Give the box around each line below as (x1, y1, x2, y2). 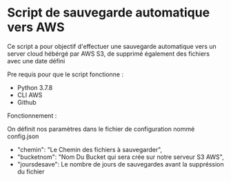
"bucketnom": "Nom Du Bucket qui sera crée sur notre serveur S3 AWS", (17, 153, 224, 161)
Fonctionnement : (7, 111, 57, 120)
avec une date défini (7, 56, 66, 65)
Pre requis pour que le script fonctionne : (7, 70, 124, 78)
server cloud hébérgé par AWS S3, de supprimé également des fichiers (7, 50, 210, 58)
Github (17, 98, 37, 106)
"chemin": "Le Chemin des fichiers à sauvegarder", (17, 145, 163, 153)
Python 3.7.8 (17, 83, 53, 92)
